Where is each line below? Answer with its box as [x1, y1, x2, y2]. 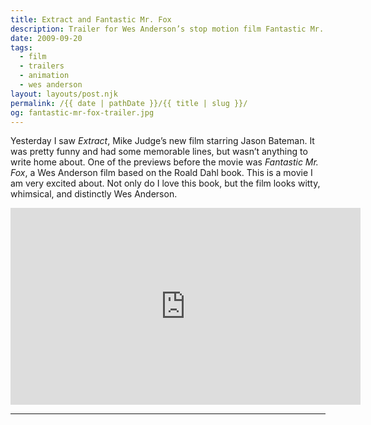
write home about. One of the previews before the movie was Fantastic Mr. [10, 156, 319, 168]
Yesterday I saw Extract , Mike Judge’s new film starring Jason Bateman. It [10, 135, 315, 147]
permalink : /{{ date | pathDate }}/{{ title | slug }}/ [10, 98, 248, 108]
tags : [10, 42, 33, 53]
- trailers [19, 61, 65, 71]
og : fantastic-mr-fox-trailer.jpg [10, 107, 155, 118]
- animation [19, 71, 70, 81]
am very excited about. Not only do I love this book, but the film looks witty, [10, 177, 321, 190]
